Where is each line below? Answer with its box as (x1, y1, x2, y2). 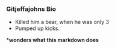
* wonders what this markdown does (6, 37, 99, 44)
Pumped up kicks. (14, 25, 60, 32)
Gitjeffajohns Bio (6, 5, 56, 13)
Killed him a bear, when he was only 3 (14, 19, 110, 26)
